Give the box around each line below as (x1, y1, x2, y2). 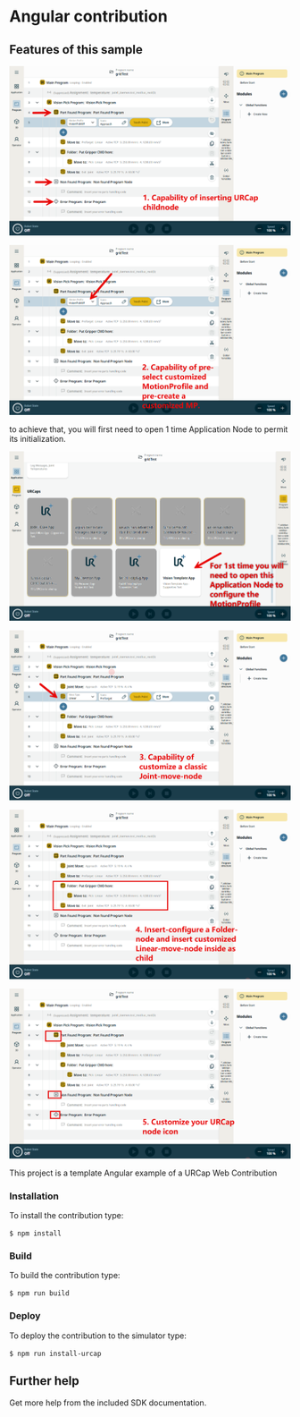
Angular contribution (9, 6, 168, 27)
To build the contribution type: (9, 1270, 121, 1281)
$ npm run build (9, 1289, 70, 1298)
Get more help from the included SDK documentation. (9, 1397, 207, 1408)
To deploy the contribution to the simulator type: (9, 1330, 187, 1341)
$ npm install (9, 1229, 62, 1238)
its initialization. (9, 433, 67, 444)
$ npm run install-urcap (9, 1349, 102, 1358)
